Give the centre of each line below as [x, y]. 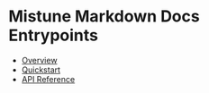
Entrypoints [53, 35]
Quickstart [41, 70]
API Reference [48, 79]
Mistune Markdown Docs [104, 17]
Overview [39, 60]
